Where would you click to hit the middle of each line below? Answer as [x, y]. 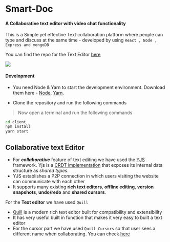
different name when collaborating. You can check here [71, 234]
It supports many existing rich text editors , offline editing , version [83, 187]
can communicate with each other [49, 182]
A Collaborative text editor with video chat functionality [66, 23]
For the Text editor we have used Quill [47, 202]
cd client [16, 122]
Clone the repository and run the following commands [70, 102]
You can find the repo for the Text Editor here [53, 55]
